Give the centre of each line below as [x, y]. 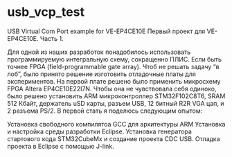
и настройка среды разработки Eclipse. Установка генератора [100, 131]
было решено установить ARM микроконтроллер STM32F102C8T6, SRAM [116, 96]
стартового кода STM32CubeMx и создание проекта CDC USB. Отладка [114, 138]
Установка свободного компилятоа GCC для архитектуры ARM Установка [116, 124]
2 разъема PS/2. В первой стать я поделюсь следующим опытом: [105, 111]
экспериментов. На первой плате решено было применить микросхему [114, 81]
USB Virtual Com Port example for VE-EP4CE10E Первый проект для [106, 31]
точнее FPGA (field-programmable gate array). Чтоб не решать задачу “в [113, 66]
